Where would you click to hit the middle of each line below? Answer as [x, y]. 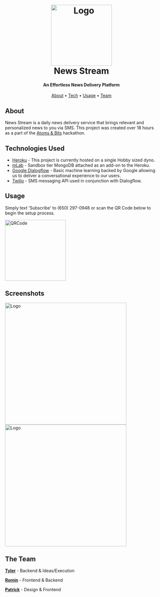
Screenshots [25, 294]
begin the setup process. [30, 213]
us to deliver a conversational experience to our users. [66, 176]
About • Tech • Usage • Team [81, 96]
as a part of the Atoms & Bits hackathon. [45, 133]
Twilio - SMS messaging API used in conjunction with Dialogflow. [77, 181]
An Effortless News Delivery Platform [81, 85]
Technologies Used [35, 148]
